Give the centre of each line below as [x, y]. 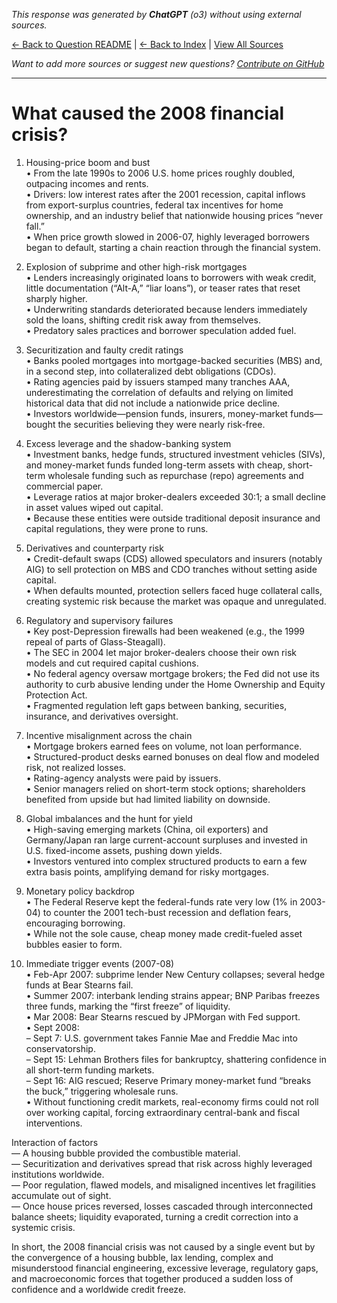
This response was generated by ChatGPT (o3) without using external [156, 14]
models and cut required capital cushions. [112, 663]
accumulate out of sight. [61, 1195]
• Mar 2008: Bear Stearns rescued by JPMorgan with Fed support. [163, 1016]
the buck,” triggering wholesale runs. [102, 1091]
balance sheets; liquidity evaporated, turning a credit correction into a [155, 1216]
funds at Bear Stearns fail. [79, 985]
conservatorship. [60, 1048]
